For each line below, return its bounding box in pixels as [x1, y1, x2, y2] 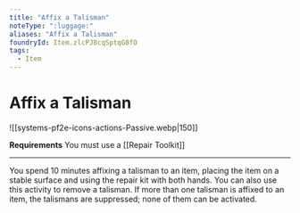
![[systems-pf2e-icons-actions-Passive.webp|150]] [9, 122, 198, 133]
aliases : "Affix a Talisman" [9, 29, 118, 38]
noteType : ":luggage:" [9, 21, 94, 30]
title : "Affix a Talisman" [9, 12, 110, 22]
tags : [9, 46, 29, 55]
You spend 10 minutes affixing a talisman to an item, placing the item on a [9, 165, 279, 176]
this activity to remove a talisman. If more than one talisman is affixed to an [9, 184, 285, 194]
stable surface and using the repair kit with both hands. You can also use [9, 175, 278, 185]
